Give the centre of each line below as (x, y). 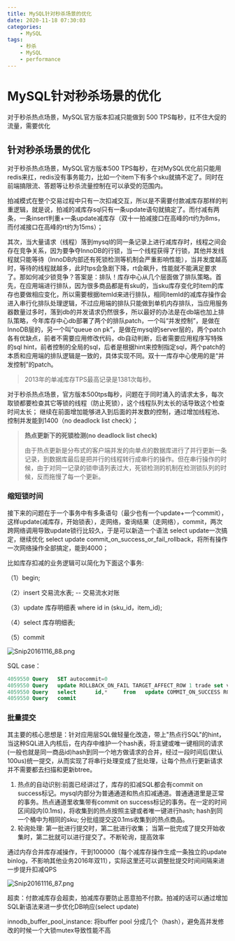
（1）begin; (24, 577)
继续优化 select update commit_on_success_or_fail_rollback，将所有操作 (123, 539)
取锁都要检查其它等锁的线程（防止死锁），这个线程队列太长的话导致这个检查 (116, 403)
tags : (15, 40)
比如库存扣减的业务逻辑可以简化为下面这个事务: (76, 563)
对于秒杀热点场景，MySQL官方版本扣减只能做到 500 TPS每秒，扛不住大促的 (117, 117)
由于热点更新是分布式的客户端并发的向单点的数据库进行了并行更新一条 (126, 450)
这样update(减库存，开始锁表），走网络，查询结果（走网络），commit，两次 (115, 521)
